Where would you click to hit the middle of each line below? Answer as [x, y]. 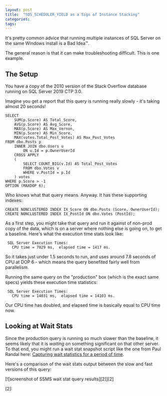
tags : [11, 24]
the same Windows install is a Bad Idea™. [47, 44]
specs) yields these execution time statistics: [51, 282]
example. [14, 59]
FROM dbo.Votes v [41, 168]
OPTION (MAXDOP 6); [25, 186]
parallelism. [17, 267]
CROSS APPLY [26, 155]
